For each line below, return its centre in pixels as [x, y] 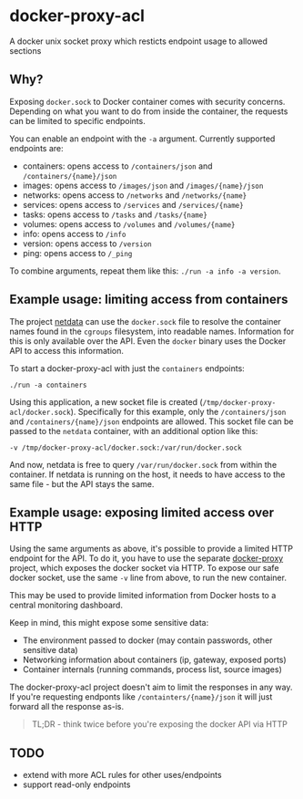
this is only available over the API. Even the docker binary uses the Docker [148, 341]
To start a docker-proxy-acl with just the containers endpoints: [127, 368]
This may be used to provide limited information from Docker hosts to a [143, 596]
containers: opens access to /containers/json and [117, 166]
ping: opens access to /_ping [77, 253]
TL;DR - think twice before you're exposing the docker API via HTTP [160, 724]
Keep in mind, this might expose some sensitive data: [109, 623]
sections [25, 50]
